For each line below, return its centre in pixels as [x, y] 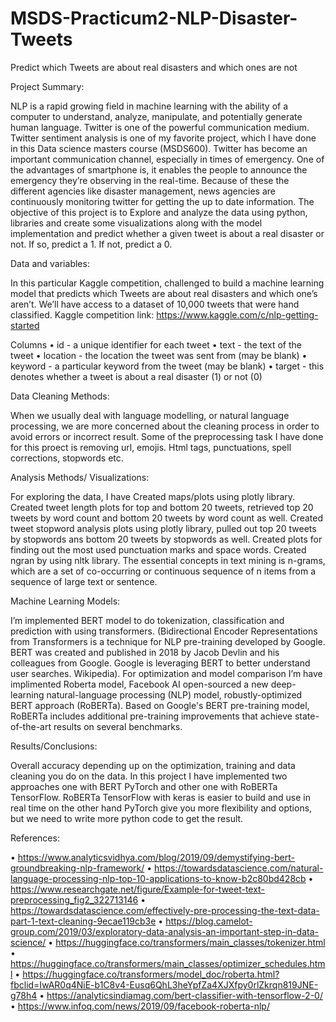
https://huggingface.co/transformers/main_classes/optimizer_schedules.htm [168, 963]
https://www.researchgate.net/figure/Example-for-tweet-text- [137, 889]
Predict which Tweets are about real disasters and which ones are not [154, 67]
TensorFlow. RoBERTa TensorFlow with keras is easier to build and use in [160, 797]
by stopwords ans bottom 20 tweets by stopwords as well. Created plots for [166, 539]
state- [307, 716]
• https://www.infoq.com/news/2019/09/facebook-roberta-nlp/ [140, 1006]
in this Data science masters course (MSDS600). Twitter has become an [159, 148]
